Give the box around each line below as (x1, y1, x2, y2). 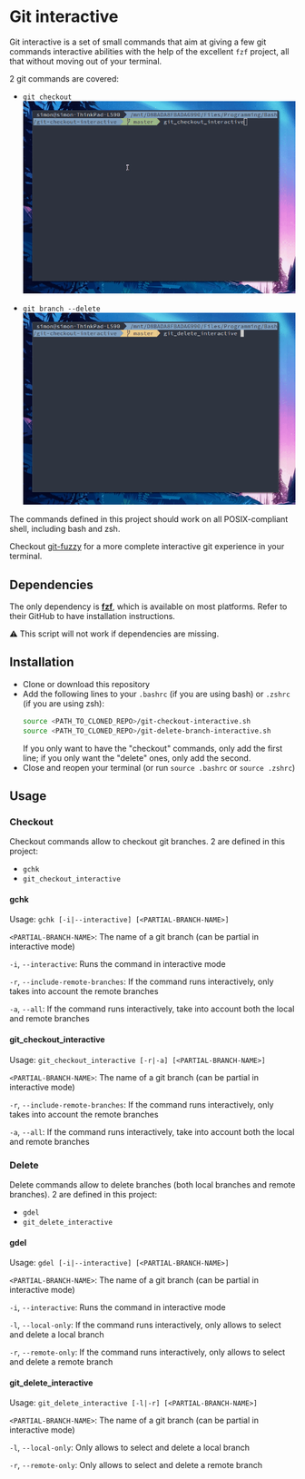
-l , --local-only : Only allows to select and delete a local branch (9, 1442, 251, 1454)
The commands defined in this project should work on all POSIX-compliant (9, 514, 289, 525)
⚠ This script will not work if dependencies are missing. (9, 628, 220, 639)
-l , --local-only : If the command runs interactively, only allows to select (9, 1319, 281, 1331)
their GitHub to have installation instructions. (9, 610, 175, 621)
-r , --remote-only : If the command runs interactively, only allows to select (9, 1346, 286, 1358)
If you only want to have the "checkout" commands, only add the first (22, 743, 283, 754)
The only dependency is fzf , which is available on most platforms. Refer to (9, 601, 288, 612)
